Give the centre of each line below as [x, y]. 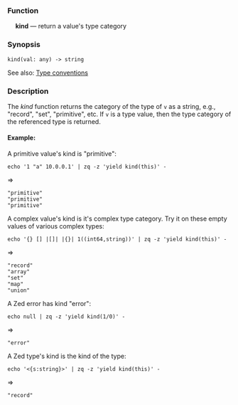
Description [28, 91]
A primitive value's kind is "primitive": [62, 154]
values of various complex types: [56, 226]
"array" [19, 272]
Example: [22, 138]
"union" [19, 290]
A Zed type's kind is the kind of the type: [67, 356]
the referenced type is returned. [54, 121]
